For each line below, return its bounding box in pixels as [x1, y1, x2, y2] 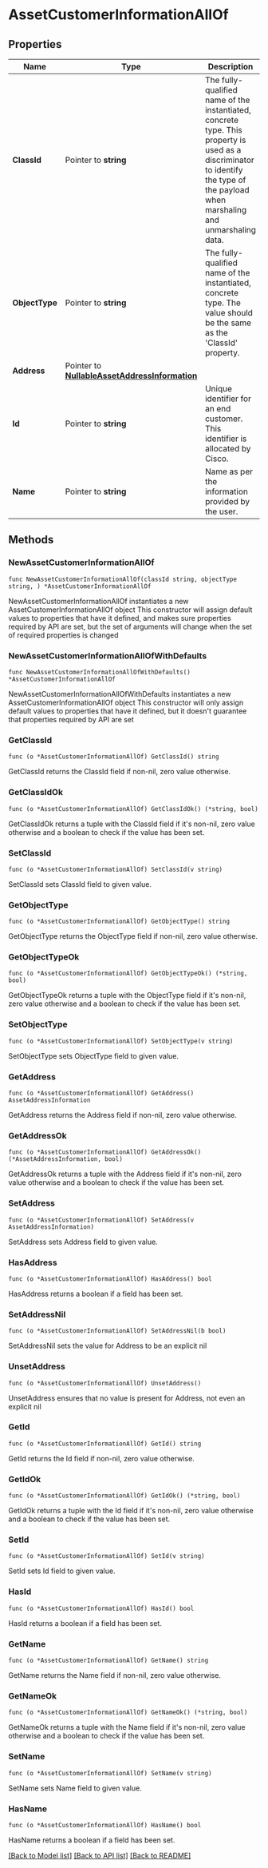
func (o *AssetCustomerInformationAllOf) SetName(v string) [8, 1769, 213, 1777]
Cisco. [204, 453, 229, 464]
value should [204, 308, 254, 318]
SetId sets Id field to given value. [8, 1566, 116, 1576]
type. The [204, 297, 242, 308]
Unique [204, 384, 233, 394]
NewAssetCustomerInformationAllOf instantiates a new [8, 596, 189, 606]
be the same [204, 317, 252, 328]
